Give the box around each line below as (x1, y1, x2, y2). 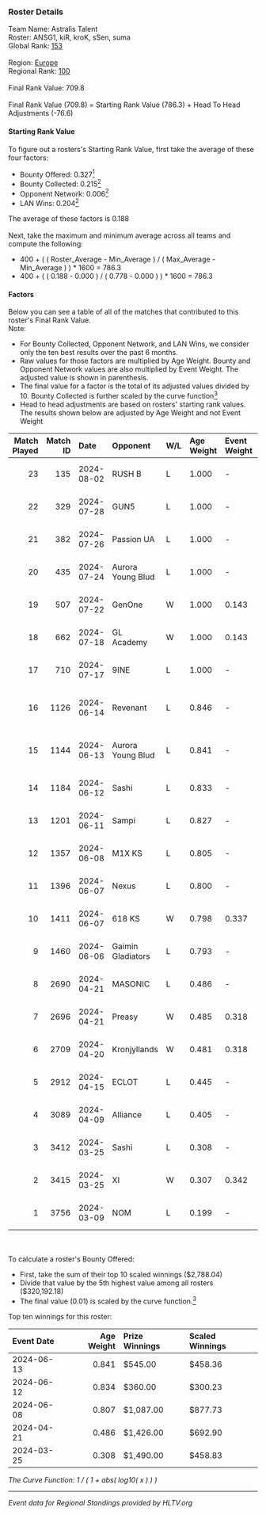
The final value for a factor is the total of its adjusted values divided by (19, 381, 249, 391)
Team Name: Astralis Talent (8, 25, 98, 34)
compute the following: (8, 239, 83, 249)
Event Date (12, 1335, 55, 1346)
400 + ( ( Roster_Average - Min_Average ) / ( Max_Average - (19, 254, 216, 264)
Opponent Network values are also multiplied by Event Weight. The (19, 364, 239, 374)
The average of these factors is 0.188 (8, 214, 129, 223)
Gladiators (112, 950, 150, 961)
